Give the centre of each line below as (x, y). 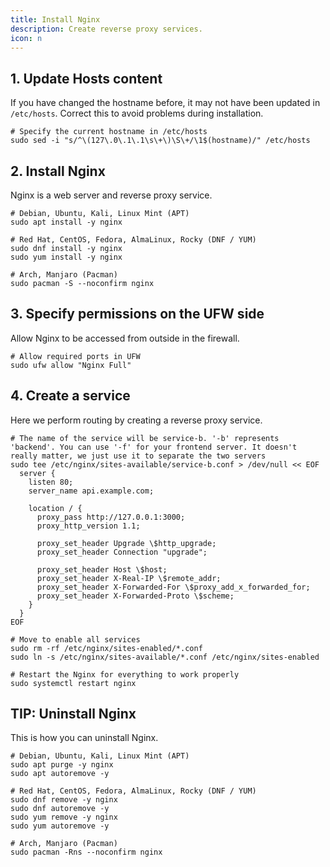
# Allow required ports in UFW (75, 356)
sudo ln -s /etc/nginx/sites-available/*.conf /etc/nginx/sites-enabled (165, 657)
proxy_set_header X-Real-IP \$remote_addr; (129, 578)
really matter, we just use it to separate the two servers (138, 456)
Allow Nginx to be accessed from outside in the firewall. (125, 338)
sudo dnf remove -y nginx (64, 800)
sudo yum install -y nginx (66, 257)
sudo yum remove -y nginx (64, 817)
